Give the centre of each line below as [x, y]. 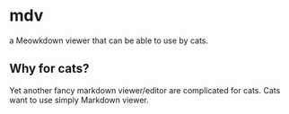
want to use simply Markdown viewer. [79, 100]
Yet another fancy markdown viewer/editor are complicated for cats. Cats [145, 90]
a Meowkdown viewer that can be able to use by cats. [109, 40]
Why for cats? [49, 69]
